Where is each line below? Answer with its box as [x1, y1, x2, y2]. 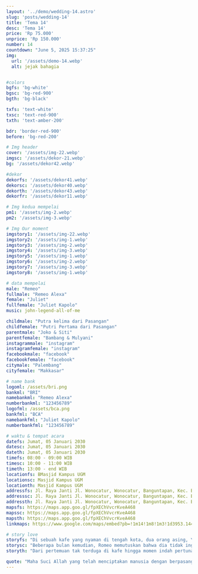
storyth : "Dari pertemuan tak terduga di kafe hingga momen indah [6, 548, 173, 554]
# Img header [6, 144, 38, 151]
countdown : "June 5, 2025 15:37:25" [6, 47, 96, 53]
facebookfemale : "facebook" [6, 357, 75, 363]
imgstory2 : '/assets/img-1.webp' [6, 237, 88, 243]
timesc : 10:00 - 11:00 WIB [6, 461, 72, 467]
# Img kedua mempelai [6, 204, 60, 210]
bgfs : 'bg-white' [6, 85, 49, 91]
